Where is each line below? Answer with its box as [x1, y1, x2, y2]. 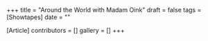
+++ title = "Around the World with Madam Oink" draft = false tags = [6, 6, 202, 14]
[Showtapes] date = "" [6, 13, 71, 21]
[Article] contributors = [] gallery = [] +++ [6, 27, 125, 34]
